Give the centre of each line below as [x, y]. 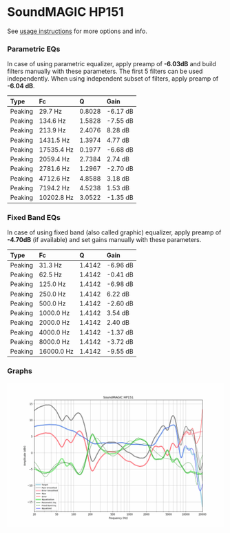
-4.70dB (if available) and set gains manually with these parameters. [104, 240]
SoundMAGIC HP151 [65, 12]
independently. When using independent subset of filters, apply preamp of [113, 79]
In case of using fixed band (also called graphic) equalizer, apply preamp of [114, 232]
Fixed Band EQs [34, 217]
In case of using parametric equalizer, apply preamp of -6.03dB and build [112, 64]
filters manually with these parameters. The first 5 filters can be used [105, 71]
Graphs [20, 371]
